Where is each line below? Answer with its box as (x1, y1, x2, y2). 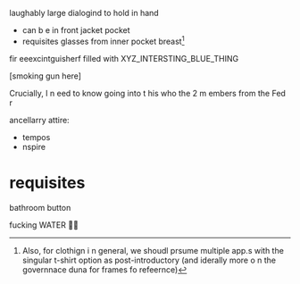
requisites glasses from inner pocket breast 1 (21, 35, 185, 46)
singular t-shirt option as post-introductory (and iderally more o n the (21, 255, 277, 265)
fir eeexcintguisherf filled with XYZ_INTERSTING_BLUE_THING (9, 53, 239, 63)
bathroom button (9, 202, 71, 213)
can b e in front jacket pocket (21, 25, 130, 35)
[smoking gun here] (9, 71, 82, 81)
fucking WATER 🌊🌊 (9, 219, 79, 230)
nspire (21, 141, 46, 152)
